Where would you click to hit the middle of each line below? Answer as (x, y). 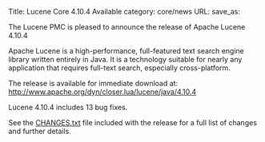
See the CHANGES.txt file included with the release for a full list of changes (133, 122)
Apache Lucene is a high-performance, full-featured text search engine (126, 51)
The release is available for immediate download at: (93, 83)
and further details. (40, 131)
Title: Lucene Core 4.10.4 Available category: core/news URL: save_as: (124, 12)
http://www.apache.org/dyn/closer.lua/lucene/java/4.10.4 (102, 92)
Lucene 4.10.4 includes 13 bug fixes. (68, 107)
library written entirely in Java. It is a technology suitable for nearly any (125, 59)
